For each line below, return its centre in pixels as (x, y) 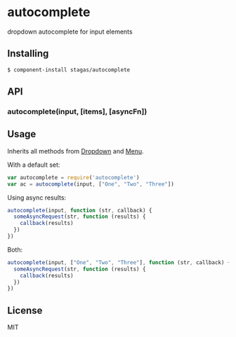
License (25, 310)
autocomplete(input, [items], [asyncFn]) (77, 111)
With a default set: (34, 165)
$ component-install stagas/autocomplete (69, 70)
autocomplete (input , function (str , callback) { (80, 210)
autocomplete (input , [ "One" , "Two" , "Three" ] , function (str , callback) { (119, 262)
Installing (28, 54)
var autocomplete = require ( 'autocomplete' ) (73, 177)
